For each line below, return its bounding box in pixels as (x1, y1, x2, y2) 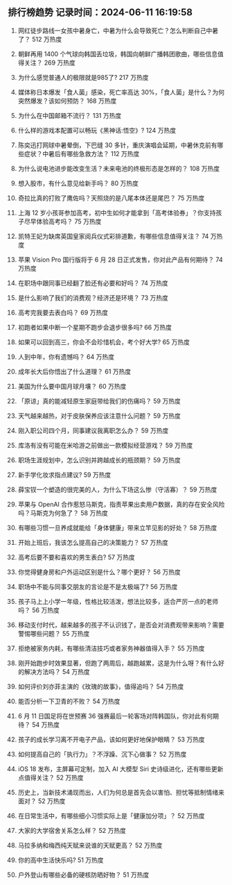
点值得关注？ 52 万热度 (17, 773, 84, 782)
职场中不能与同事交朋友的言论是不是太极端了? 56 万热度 (17, 582, 178, 591)
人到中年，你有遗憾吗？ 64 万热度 (17, 353, 115, 361)
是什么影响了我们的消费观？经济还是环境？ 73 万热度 (17, 294, 169, 302)
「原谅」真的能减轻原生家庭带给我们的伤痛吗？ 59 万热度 (17, 396, 181, 405)
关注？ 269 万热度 (24, 58, 75, 67)
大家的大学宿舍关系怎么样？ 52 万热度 (17, 826, 127, 834)
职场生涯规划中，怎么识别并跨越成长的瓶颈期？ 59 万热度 (17, 455, 181, 464)
